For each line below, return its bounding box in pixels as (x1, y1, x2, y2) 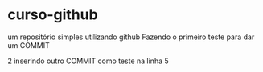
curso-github (7, 6, 98, 24)
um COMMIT (7, 40, 50, 50)
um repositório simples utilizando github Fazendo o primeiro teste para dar (7, 32, 255, 42)
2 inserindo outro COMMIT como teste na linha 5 (7, 56, 170, 66)
